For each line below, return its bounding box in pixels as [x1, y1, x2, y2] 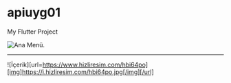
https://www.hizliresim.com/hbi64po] [42, 60, 148, 69]
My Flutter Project [7, 27, 58, 36]
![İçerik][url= [7, 60, 43, 69]
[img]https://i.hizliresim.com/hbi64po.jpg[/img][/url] [7, 67, 154, 76]
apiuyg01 [7, 5, 60, 21]
